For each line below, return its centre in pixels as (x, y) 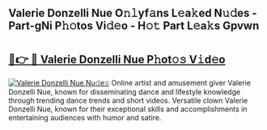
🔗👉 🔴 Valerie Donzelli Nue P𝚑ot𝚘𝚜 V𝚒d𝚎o (117, 59)
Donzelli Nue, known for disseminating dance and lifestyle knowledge (125, 92)
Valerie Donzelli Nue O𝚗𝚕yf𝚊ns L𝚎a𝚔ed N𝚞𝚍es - (133, 13)
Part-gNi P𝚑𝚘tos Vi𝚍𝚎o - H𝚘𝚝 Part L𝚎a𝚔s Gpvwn (134, 26)
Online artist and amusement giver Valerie (181, 83)
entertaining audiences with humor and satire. (85, 117)
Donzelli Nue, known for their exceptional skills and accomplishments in (128, 109)
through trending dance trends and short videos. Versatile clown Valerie (128, 101)
